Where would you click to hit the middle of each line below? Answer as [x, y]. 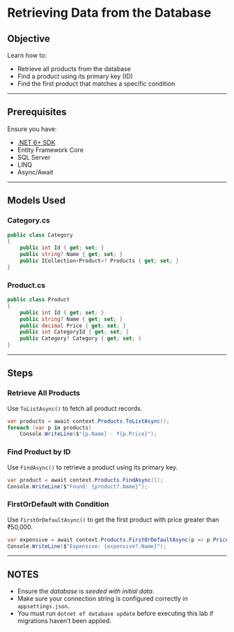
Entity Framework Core [50, 150]
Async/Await [35, 172]
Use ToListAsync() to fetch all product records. [75, 408]
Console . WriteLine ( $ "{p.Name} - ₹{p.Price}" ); [88, 434]
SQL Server [34, 157]
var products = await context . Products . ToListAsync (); [88, 421]
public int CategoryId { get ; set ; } [75, 332]
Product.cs [26, 285]
